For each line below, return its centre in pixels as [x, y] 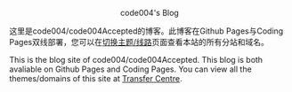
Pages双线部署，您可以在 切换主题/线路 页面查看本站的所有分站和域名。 [139, 42]
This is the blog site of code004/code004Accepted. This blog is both [136, 60]
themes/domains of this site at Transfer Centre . [96, 78]
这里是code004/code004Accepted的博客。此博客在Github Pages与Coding [146, 31]
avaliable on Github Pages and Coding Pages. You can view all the [130, 69]
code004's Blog [150, 13]
